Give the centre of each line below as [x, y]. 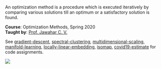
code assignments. [24, 52]
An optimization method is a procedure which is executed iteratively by [77, 7]
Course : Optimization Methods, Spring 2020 [50, 27]
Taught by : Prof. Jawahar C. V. [36, 32]
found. [12, 17]
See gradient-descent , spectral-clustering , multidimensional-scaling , [75, 42]
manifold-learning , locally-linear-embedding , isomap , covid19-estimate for [80, 47]
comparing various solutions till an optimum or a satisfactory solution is [77, 12]
